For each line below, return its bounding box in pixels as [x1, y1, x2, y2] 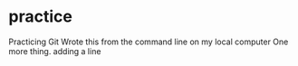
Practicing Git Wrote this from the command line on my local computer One [8, 36, 289, 47]
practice [8, 6, 73, 27]
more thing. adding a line [8, 45, 101, 56]
